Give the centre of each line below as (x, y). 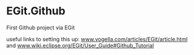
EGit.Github (36, 11)
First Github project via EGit (41, 27)
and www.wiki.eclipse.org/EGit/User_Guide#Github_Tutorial (80, 45)
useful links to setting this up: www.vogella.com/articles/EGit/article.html (97, 39)
